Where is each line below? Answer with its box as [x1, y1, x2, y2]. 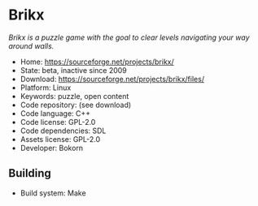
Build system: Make [20, 188, 87, 198]
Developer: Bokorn [20, 143, 84, 152]
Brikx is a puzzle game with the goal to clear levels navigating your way [8, 32, 250, 42]
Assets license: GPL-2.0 [20, 134, 101, 144]
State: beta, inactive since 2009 [20, 65, 128, 75]
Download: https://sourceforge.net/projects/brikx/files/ [20, 74, 205, 84]
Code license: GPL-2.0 [20, 117, 96, 127]
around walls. [8, 41, 55, 50]
